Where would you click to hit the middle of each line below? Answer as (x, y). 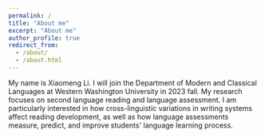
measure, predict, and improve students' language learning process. (121, 125)
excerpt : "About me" (43, 30)
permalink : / (30, 16)
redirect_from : (34, 45)
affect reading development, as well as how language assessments (119, 116)
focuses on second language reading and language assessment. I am (123, 100)
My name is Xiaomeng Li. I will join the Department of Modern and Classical (132, 83)
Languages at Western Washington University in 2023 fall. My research (125, 91)
